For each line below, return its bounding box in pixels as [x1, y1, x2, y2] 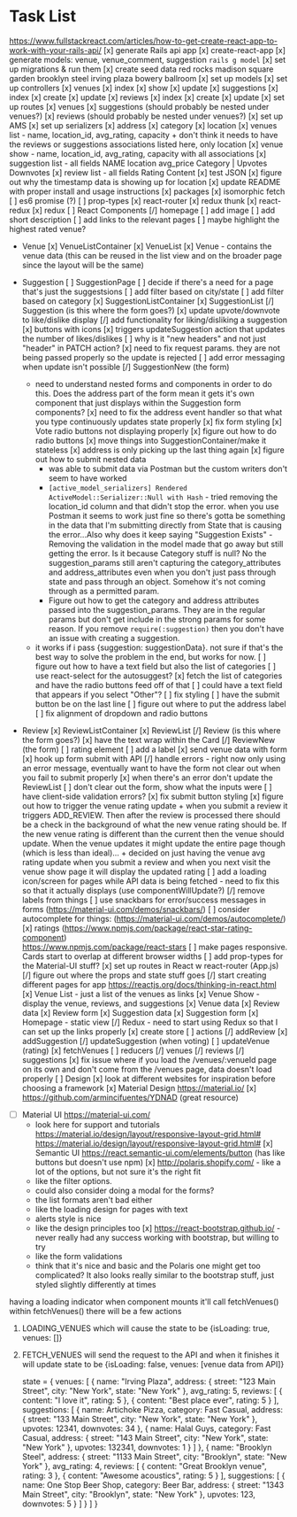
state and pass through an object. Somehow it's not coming [48, 576, 266, 586]
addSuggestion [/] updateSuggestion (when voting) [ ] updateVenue [21, 1035, 270, 1046]
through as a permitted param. [48, 585, 160, 596]
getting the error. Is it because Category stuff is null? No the [48, 547, 267, 559]
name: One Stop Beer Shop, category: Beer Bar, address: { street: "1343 [21, 1480, 285, 1490]
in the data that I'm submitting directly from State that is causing [48, 520, 283, 530]
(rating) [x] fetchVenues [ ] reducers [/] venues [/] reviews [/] [21, 1045, 245, 1056]
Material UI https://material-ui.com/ [21, 1109, 151, 1119]
